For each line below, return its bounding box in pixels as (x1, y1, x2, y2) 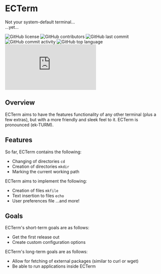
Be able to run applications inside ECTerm (12, 263, 96, 269)
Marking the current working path (12, 168, 80, 174)
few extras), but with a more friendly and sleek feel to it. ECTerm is (5, 116, 138, 122)
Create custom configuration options (12, 239, 86, 245)
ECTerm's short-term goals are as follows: (5, 225, 90, 231)
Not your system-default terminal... (5, 19, 75, 25)
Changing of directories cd (12, 158, 65, 164)
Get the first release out (12, 234, 60, 240)
